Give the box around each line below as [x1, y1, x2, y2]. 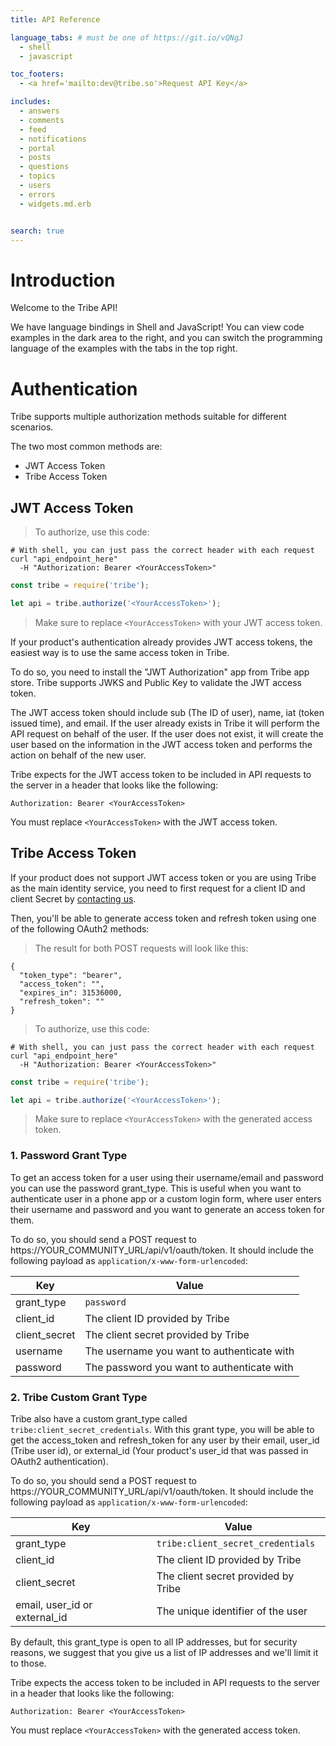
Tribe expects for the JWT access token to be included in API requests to [10, 768, 312, 780]
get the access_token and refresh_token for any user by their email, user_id [10, 1434, 320, 1446]
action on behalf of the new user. [10, 749, 147, 761]
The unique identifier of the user [156, 1604, 308, 1618]
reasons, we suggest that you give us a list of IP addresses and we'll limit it [10, 1646, 319, 1658]
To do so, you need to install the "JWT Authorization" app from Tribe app [10, 666, 310, 678]
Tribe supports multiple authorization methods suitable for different [10, 411, 287, 423]
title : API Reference [10, 14, 101, 25]
